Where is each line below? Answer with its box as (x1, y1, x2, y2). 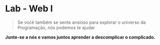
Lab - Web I (5, 3, 53, 14)
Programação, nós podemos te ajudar (17, 24, 95, 30)
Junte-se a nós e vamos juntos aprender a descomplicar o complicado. (5, 34, 156, 40)
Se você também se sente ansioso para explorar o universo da (17, 19, 146, 25)
